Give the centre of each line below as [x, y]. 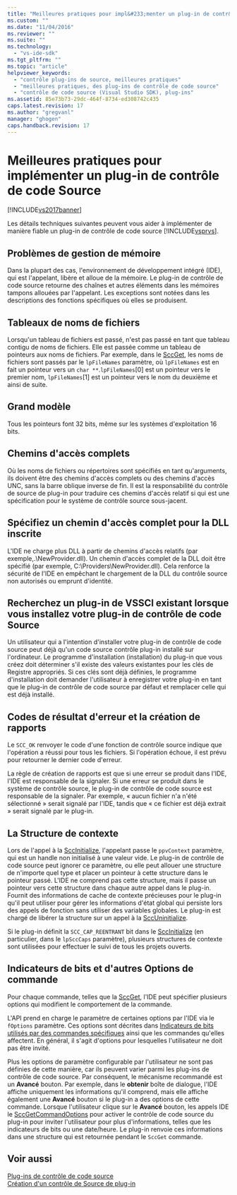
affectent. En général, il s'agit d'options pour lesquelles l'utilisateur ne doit [115, 1040]
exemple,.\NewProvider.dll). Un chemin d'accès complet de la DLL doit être [116, 558]
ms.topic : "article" [38, 66]
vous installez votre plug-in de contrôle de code [115, 614]
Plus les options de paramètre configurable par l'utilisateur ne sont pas [110, 1062]
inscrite [25, 534]
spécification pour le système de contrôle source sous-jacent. [98, 500]
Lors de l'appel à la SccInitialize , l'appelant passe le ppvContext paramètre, [116, 850]
